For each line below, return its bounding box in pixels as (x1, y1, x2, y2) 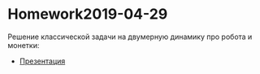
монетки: (7, 40, 40, 50)
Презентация (19, 56, 66, 66)
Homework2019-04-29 (7, 5, 168, 24)
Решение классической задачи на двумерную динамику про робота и (7, 32, 253, 41)
